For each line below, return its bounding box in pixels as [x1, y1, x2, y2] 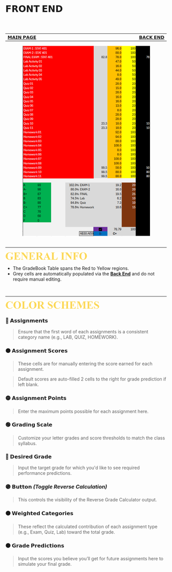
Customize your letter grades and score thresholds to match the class [17, 435, 165, 441]
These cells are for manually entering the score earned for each [17, 361, 153, 367]
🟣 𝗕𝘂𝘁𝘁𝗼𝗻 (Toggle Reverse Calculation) [5, 483, 107, 491]
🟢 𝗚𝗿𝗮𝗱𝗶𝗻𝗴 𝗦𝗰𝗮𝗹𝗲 [5, 421, 53, 428]
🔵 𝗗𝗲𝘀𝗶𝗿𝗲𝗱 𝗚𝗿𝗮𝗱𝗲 [5, 453, 52, 460]
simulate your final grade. [17, 561, 72, 567]
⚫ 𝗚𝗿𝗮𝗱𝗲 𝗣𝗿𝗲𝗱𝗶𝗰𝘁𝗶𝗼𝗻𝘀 [5, 542, 64, 549]
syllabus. [17, 440, 37, 446]
